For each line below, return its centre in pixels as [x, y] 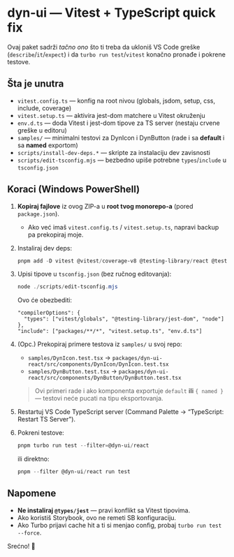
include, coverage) [44, 108]
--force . [29, 533]
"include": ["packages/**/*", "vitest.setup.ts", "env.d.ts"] [110, 332]
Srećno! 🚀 [21, 546]
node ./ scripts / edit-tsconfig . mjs [67, 287]
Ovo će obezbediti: [44, 300]
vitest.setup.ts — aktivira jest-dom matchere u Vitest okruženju [111, 115]
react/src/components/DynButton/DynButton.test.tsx [104, 378]
